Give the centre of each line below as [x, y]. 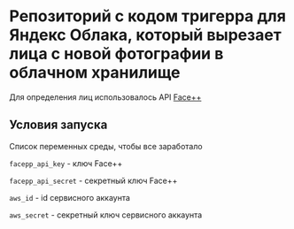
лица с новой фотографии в [116, 54]
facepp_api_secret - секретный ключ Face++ [93, 180]
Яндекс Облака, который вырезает [145, 35]
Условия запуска [58, 125]
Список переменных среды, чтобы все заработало [106, 146]
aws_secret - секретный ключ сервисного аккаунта [106, 215]
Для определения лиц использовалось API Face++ [105, 97]
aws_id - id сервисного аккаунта [70, 197]
